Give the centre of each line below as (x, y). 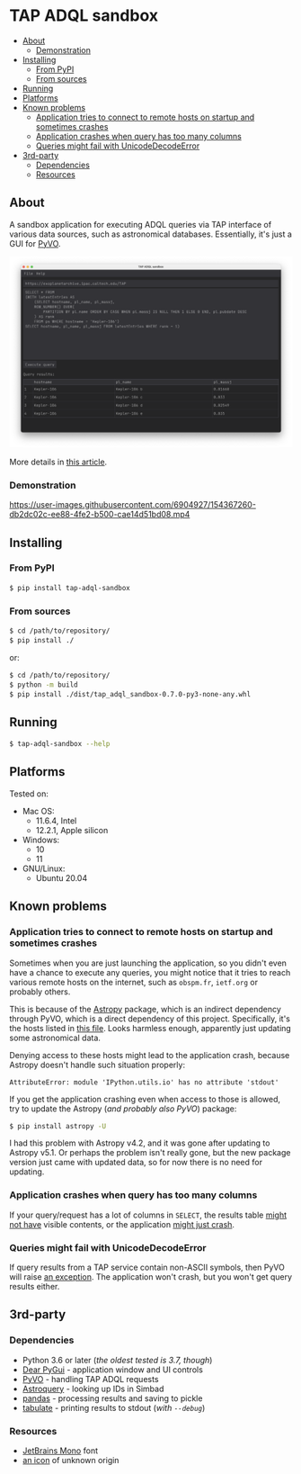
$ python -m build (44, 685)
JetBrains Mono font (60, 1451)
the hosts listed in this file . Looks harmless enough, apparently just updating (150, 1028)
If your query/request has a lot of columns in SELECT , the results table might (148, 1215)
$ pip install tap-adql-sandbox (70, 588)
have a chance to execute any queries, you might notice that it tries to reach (150, 972)
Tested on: (29, 794)
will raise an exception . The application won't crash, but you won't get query (151, 1277)
